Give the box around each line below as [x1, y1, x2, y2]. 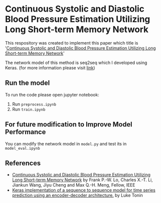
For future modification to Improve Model [5, 120, 132, 129]
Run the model [5, 79, 50, 87]
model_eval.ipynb [5, 146, 40, 151]
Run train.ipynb [12, 106, 46, 112]
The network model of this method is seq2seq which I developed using [5, 60, 147, 65]
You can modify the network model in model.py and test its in [5, 141, 127, 146]
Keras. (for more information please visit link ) [5, 64, 95, 71]
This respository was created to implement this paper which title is [5, 40, 139, 46]
